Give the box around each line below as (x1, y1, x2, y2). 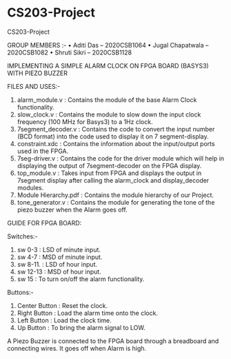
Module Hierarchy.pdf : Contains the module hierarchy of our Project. (17, 191, 214, 199)
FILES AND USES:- (7, 82, 61, 90)
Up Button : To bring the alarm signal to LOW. (17, 323, 146, 331)
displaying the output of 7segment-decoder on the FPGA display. (17, 161, 202, 170)
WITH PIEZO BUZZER (7, 69, 68, 77)
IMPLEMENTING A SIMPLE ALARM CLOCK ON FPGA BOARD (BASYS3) (7, 61, 209, 70)
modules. (17, 183, 44, 192)
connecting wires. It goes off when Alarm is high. (7, 344, 147, 352)
